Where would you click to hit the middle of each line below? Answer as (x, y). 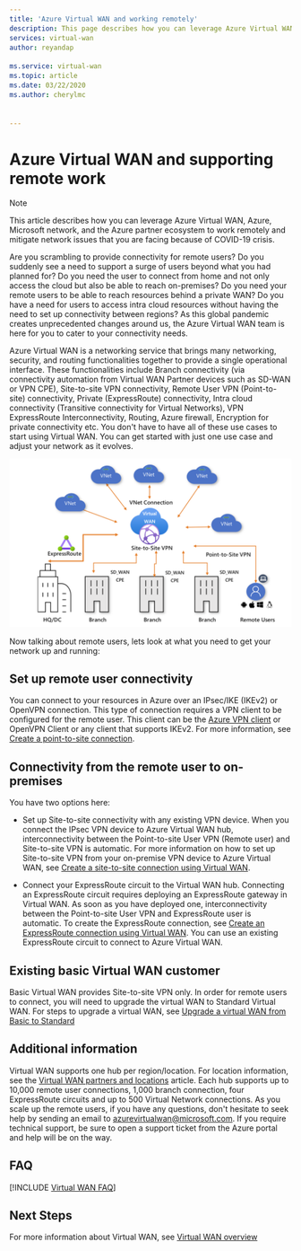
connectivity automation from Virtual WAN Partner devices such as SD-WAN (150, 379)
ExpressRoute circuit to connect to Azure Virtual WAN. (122, 942)
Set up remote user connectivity (101, 678)
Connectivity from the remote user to (115, 766)
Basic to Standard (42, 1021)
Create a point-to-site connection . (72, 739)
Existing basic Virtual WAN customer (115, 970)
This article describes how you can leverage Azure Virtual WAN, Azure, (141, 221)
